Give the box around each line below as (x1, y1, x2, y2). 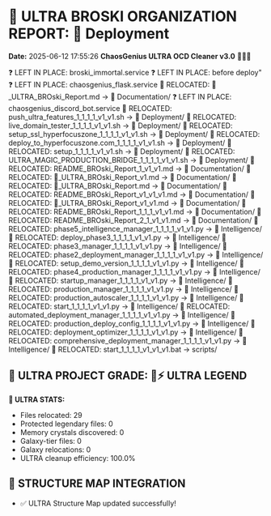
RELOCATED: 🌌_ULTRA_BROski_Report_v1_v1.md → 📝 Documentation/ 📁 (8, 198, 247, 207)
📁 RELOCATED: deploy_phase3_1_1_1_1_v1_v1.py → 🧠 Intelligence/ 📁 (8, 232, 227, 242)
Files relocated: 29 (19, 410, 83, 420)
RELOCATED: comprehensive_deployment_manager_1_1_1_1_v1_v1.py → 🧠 (8, 335, 248, 345)
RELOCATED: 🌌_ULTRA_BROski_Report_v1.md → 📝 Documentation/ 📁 (8, 172, 237, 181)
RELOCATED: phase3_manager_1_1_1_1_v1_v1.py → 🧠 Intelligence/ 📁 (8, 241, 228, 250)
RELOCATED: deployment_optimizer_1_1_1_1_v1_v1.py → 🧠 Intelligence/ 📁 (8, 327, 244, 337)
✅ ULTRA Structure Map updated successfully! (19, 498, 176, 508)
